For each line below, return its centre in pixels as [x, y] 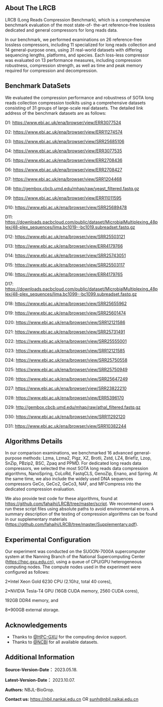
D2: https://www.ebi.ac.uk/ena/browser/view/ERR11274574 [64, 132]
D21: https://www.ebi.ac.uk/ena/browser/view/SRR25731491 [65, 332]
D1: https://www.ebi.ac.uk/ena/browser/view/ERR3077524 [63, 122]
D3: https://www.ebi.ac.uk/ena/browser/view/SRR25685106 [65, 141]
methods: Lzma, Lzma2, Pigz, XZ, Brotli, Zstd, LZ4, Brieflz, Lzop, [87, 458]
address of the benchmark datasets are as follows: [56, 113]
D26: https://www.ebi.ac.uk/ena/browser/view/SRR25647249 [66, 379]
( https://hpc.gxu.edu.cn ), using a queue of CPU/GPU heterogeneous [73, 562]
